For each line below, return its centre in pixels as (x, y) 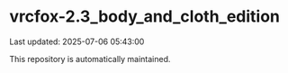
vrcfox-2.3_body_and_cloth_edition (145, 17)
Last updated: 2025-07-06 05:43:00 (77, 41)
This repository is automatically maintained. (90, 59)
